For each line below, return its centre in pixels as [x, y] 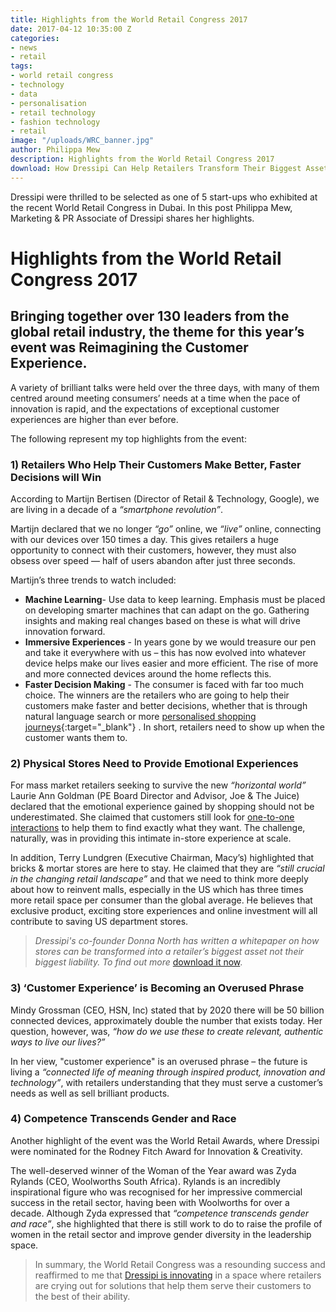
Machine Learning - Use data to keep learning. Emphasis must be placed [175, 599]
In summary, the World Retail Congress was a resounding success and [180, 1264]
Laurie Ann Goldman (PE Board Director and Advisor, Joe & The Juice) [155, 796]
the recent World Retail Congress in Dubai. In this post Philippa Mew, [151, 207]
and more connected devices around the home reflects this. [148, 673]
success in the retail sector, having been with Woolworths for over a [150, 1202]
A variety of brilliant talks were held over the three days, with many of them [165, 387]
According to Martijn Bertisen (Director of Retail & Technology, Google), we [165, 498]
